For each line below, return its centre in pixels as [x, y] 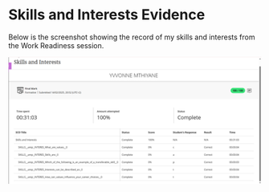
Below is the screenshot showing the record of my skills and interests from [132, 37]
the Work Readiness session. [56, 45]
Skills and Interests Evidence [107, 15]
